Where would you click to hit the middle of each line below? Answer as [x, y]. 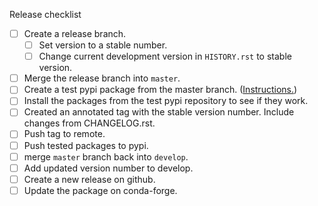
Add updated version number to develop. [108, 168]
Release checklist [45, 14]
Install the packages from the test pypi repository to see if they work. [166, 101]
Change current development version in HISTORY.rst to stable [165, 56]
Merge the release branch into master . [102, 78]
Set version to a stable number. [103, 45]
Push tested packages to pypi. [86, 145]
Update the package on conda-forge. [100, 190]
